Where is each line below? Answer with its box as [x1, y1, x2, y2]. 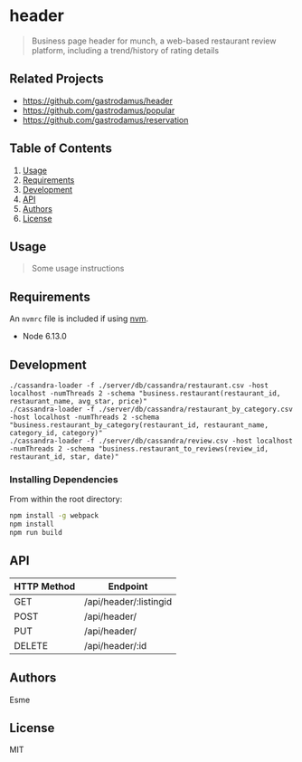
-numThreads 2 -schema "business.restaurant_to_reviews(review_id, [9, 444, 269, 453]
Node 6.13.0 [22, 331, 67, 342]
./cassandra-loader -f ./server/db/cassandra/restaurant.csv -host [9, 381, 269, 390]
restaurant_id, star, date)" [9, 452, 119, 462]
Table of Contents [9, 141, 113, 157]
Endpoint [108, 580, 148, 593]
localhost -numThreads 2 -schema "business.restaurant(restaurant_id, [9, 389, 281, 398]
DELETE [14, 639, 48, 652]
